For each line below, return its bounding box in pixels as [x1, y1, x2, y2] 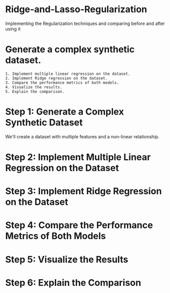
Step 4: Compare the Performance [5, 220, 153, 231]
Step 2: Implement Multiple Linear [5, 152, 151, 163]
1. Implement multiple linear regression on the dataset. [5, 71, 130, 76]
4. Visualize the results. [5, 84, 62, 90]
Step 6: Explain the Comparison [5, 277, 141, 288]
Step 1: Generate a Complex [5, 106, 124, 118]
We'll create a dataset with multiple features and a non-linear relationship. [5, 133, 160, 139]
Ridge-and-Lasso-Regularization [5, 4, 147, 15]
